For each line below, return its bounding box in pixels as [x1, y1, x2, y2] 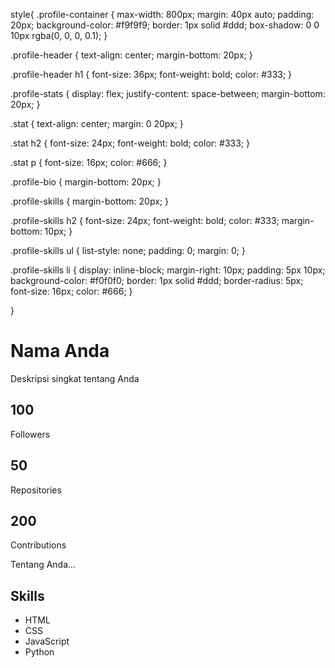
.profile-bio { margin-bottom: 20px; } [10, 176, 162, 188]
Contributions [10, 539, 67, 551]
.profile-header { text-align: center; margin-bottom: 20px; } [10, 49, 253, 61]
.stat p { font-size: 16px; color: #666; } [10, 157, 168, 168]
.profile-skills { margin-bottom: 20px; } [10, 195, 169, 207]
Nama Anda [10, 340, 110, 363]
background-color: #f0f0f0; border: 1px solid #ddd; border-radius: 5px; [10, 275, 304, 286]
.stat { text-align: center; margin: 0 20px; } [10, 118, 184, 129]
